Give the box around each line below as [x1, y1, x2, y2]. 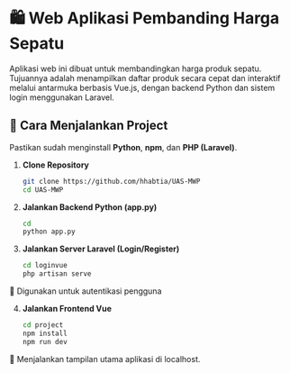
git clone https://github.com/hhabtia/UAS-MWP [22, 177, 201, 186]
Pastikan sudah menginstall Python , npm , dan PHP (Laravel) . [9, 141, 238, 152]
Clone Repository [22, 159, 90, 170]
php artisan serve [22, 269, 92, 278]
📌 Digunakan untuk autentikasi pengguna [9, 286, 162, 296]
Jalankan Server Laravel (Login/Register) [22, 243, 180, 254]
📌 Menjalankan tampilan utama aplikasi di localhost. [9, 353, 201, 364]
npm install [22, 329, 68, 338]
